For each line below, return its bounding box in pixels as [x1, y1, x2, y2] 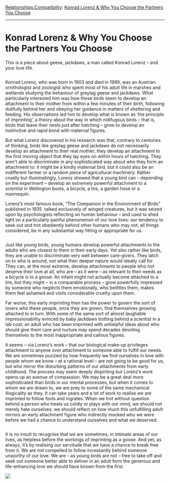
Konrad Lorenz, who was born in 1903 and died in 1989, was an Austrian [5, 79, 156, 85]
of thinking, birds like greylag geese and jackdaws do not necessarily [5, 142, 149, 149]
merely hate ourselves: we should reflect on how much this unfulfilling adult [5, 406, 163, 412]
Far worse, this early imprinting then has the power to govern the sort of [5, 300, 156, 306]
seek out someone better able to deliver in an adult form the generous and [5, 458, 160, 464]
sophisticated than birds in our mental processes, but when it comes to [5, 379, 153, 385]
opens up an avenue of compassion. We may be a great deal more [5, 374, 144, 380]
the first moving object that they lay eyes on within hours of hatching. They [5, 153, 161, 159]
